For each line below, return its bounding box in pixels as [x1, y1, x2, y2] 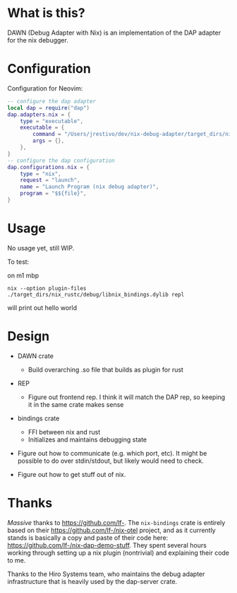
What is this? [7, 5, 86, 21]
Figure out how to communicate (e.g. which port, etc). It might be [17, 449, 207, 457]
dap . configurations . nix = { [7, 163, 90, 171]
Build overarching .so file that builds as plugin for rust [28, 365, 183, 374]
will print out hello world [7, 303, 78, 312]
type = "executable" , [20, 117, 83, 125]
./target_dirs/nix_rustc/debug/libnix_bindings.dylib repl [7, 291, 185, 298]
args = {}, [32, 137, 65, 144]
